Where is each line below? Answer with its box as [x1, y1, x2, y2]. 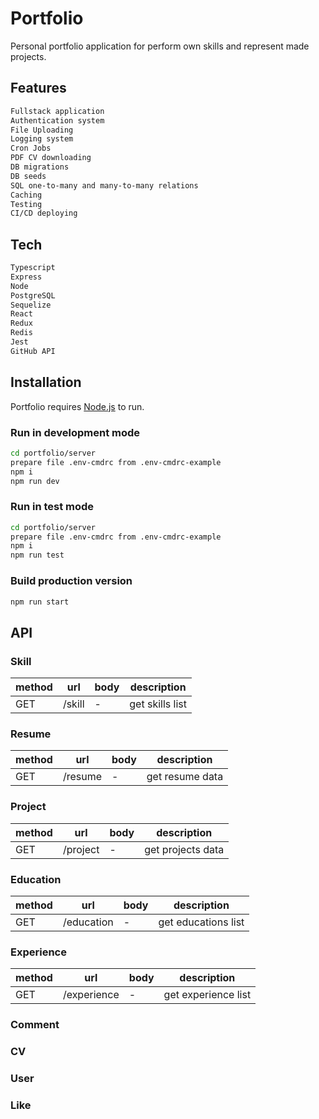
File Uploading [10, 125, 74, 135]
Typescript [10, 263, 56, 273]
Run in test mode [10, 500, 95, 514]
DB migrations [10, 162, 70, 172]
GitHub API [10, 346, 56, 356]
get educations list [158, 915, 245, 929]
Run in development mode [10, 425, 141, 439]
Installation [10, 374, 82, 391]
